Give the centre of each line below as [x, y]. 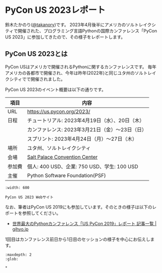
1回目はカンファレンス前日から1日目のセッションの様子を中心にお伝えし [78, 239]
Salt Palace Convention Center [63, 157]
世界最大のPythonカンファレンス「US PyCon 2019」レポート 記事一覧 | [84, 223]
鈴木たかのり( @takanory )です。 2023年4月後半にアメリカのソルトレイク [78, 25]
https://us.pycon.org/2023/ [59, 111]
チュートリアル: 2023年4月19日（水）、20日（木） [86, 120]
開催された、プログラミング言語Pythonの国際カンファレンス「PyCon [87, 30]
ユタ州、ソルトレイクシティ [59, 148]
